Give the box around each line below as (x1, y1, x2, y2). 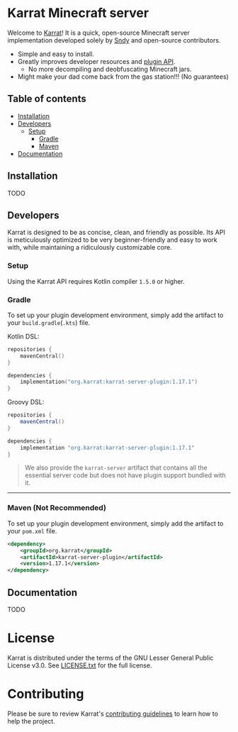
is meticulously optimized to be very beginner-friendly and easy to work (7, 235, 217, 244)
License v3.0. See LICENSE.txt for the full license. (7, 661, 152, 670)
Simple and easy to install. (17, 50, 94, 58)
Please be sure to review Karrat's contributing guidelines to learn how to (7, 709, 218, 718)
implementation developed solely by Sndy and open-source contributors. (7, 35, 221, 44)
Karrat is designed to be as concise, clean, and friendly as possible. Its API (7, 228, 225, 237)
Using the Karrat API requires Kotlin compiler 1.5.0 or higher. (7, 277, 186, 285)
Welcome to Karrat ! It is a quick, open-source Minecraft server (7, 28, 190, 37)
